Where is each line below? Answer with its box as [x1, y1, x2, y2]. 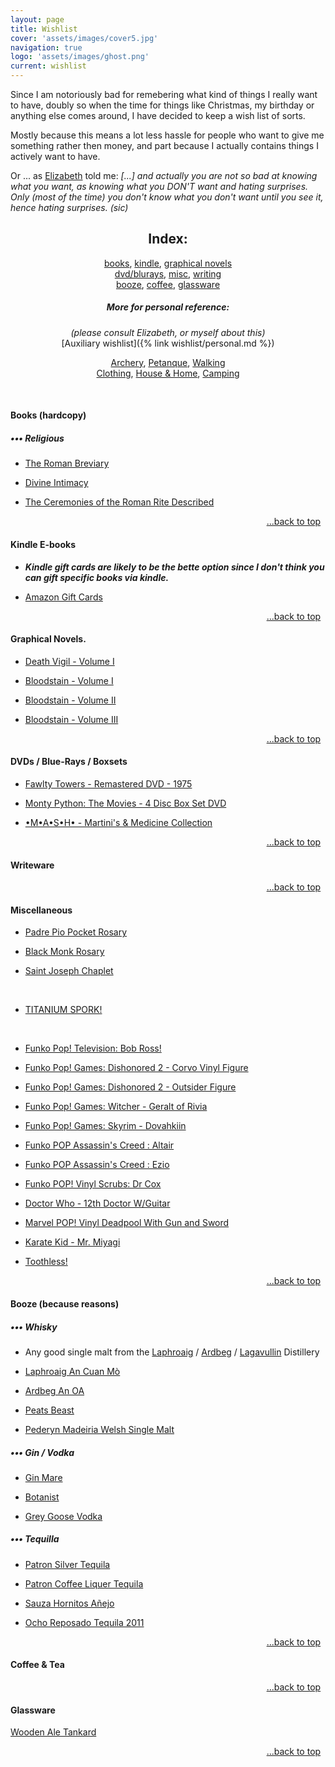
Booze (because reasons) [10, 1297, 120, 1310]
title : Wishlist [10, 24, 78, 34]
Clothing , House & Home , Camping [96, 367, 240, 379]
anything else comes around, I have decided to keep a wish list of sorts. [10, 110, 306, 121]
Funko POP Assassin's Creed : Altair [24, 1139, 175, 1151]
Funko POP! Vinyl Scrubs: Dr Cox [24, 1178, 162, 1190]
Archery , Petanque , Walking [110, 356, 226, 368]
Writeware [10, 859, 55, 871]
